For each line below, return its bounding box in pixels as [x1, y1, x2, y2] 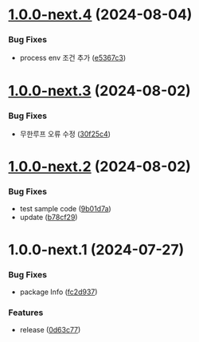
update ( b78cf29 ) [19, 213, 78, 222]
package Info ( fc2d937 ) [19, 287, 98, 297]
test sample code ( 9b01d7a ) [19, 204, 111, 214]
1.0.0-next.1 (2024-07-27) [8, 241, 185, 258]
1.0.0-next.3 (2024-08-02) [8, 81, 191, 100]
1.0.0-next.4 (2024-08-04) [8, 6, 193, 24]
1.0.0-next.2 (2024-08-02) [8, 158, 191, 176]
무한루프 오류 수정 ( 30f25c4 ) [19, 129, 111, 139]
